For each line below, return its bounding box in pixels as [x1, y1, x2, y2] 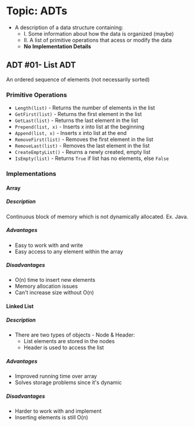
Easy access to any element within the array [14, 248, 123, 255]
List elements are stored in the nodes [23, 338, 115, 345]
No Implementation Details [23, 43, 91, 50]
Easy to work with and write [14, 241, 83, 249]
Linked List [6, 303, 34, 310]
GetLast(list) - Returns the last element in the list [14, 117, 139, 124]
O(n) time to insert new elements [14, 277, 96, 284]
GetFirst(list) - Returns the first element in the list [14, 111, 142, 118]
